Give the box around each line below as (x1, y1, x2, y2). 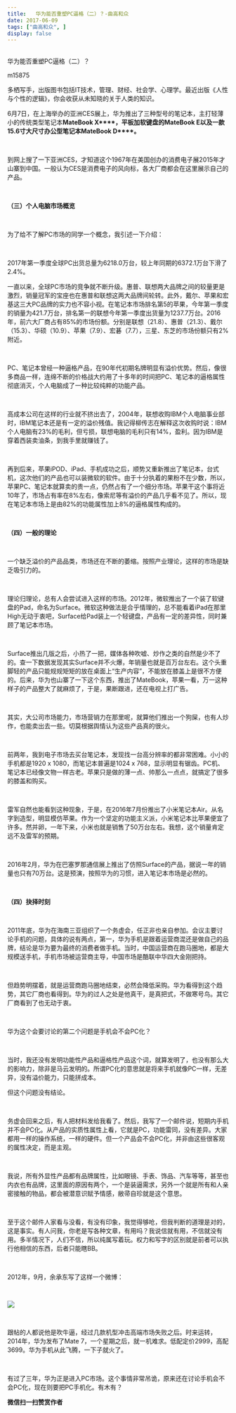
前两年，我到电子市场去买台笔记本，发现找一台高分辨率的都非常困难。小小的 (7, 750, 229, 759)
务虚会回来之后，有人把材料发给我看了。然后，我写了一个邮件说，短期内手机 (7, 1116, 229, 1125)
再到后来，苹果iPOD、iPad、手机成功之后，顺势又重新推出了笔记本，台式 (7, 465, 219, 473)
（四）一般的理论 (7, 528, 57, 536)
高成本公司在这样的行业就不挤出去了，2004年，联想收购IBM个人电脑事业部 (7, 409, 225, 418)
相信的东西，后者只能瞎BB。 (19, 1244, 102, 1252)
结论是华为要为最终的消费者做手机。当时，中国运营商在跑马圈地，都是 (19, 943, 223, 952)
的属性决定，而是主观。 (7, 1143, 75, 1151)
